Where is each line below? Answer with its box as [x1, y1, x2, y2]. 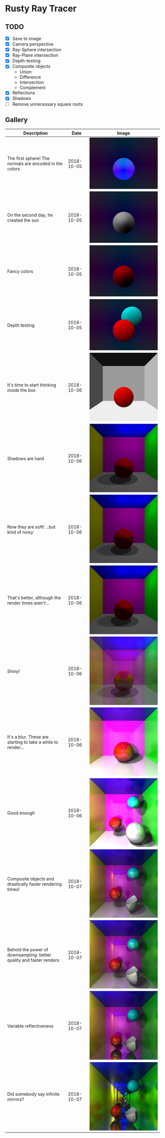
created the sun [7, 217, 39, 223]
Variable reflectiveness [7, 1023, 54, 1029]
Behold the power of [7, 947, 49, 953]
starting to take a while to [7, 739, 58, 745]
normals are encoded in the [7, 161, 63, 167]
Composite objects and [7, 875, 54, 882]
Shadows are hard [7, 455, 44, 461]
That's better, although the [7, 595, 61, 601]
